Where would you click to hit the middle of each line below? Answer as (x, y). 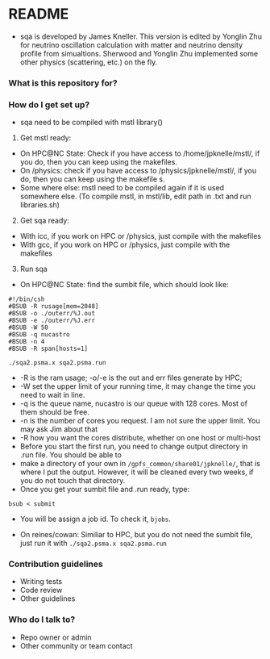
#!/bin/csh (27, 299)
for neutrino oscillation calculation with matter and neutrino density (131, 44)
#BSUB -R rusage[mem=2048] (54, 307)
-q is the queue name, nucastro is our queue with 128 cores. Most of (134, 403)
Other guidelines (48, 599)
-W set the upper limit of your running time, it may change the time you (137, 386)
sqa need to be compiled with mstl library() (91, 123)
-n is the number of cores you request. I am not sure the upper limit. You (140, 421)
